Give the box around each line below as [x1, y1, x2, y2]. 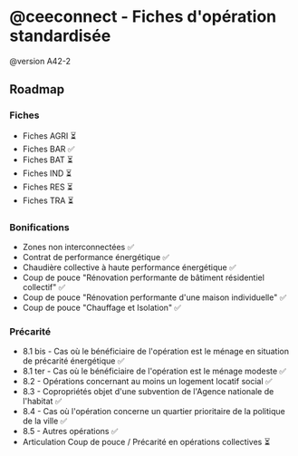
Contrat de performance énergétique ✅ [22, 251, 170, 262]
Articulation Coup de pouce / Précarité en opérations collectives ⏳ [22, 437, 271, 448]
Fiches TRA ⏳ [22, 195, 74, 206]
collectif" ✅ [22, 281, 66, 292]
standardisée [9, 25, 111, 46]
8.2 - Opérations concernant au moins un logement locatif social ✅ [22, 376, 273, 387]
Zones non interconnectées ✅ [22, 241, 134, 252]
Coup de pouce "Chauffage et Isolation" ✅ [22, 302, 181, 313]
